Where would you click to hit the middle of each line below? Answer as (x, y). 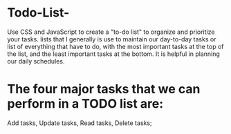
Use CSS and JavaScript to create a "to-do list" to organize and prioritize (111, 32)
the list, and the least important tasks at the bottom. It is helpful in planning (113, 54)
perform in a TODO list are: (85, 104)
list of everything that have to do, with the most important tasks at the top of (115, 46)
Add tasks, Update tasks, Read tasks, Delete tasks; (80, 123)
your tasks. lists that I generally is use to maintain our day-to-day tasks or (112, 39)
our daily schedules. (36, 61)
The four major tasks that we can (104, 89)
